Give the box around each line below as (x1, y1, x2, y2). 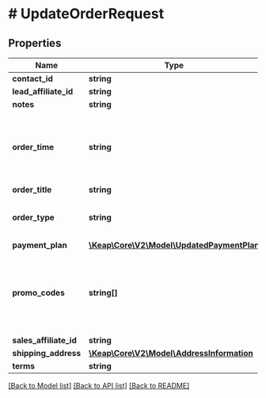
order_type (12, 212, 55, 223)
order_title (12, 184, 52, 195)
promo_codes (12, 287, 65, 298)
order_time (12, 142, 55, 152)
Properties (8, 36, 62, 50)
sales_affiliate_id (12, 335, 78, 346)
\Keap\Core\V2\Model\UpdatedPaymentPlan (88, 239, 260, 251)
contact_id (12, 73, 53, 84)
